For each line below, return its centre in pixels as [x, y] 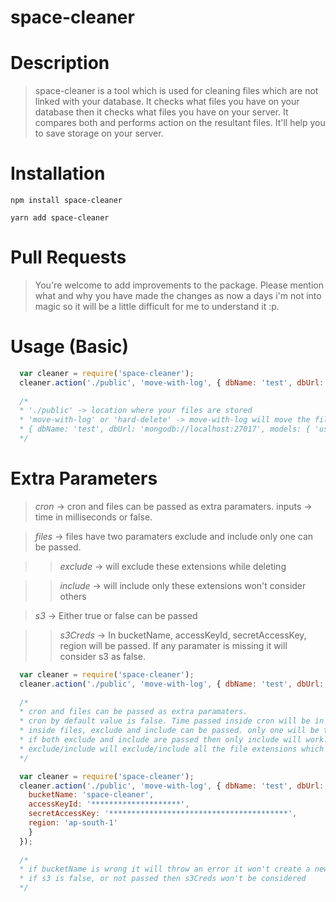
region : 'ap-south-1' [73, 823]
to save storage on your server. [99, 133]
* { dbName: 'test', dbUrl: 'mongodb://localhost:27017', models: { [165, 429]
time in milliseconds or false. [93, 517]
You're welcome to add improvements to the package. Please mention [179, 285]
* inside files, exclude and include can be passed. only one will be [169, 731]
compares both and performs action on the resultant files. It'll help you [180, 123]
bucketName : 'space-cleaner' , [91, 795]
